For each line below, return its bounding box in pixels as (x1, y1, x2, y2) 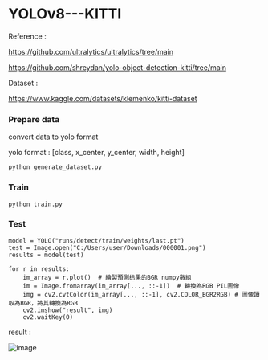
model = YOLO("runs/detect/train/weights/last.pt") (8, 236, 185, 245)
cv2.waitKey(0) (22, 313, 74, 321)
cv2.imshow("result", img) (22, 306, 113, 314)
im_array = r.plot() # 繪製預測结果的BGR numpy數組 (22, 273, 192, 281)
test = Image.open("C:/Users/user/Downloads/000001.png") (8, 243, 206, 252)
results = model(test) (8, 251, 84, 259)
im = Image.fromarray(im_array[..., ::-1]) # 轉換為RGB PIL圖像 (22, 282, 240, 290)
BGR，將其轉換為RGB (19, 299, 79, 307)
